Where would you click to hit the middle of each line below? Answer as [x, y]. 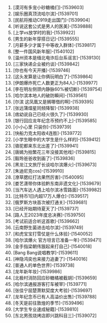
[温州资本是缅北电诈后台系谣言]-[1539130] [57, 58]
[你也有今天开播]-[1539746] [41, 70]
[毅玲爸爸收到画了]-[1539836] [44, 158]
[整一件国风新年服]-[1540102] [43, 51]
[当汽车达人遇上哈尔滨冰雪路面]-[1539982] [57, 190]
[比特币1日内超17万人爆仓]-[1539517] [51, 196]
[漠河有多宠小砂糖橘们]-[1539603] [48, 7]
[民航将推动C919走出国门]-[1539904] [51, 20]
